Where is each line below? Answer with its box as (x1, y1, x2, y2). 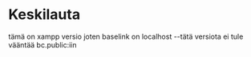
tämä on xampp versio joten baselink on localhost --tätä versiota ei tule (8, 32, 244, 41)
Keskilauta (8, 6, 81, 24)
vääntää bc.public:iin (8, 40, 77, 49)
